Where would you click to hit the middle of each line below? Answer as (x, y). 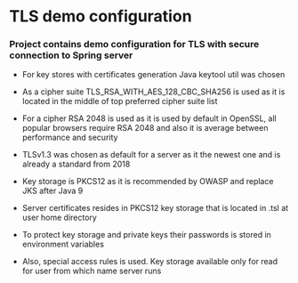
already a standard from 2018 (76, 164)
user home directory (60, 218)
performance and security (70, 137)
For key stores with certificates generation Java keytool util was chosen (153, 75)
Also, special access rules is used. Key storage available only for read (150, 262)
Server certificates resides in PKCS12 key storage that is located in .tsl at (155, 208)
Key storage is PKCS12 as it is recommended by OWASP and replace (148, 182)
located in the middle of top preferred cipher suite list (120, 101)
